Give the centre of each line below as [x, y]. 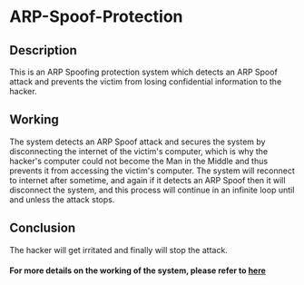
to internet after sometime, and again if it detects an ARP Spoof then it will [147, 180]
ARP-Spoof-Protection [96, 17]
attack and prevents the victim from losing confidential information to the [146, 82]
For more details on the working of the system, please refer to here [137, 270]
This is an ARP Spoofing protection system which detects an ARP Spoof [144, 72]
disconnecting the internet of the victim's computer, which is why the [139, 151]
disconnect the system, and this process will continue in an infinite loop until [152, 190]
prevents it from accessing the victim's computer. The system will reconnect [152, 171]
